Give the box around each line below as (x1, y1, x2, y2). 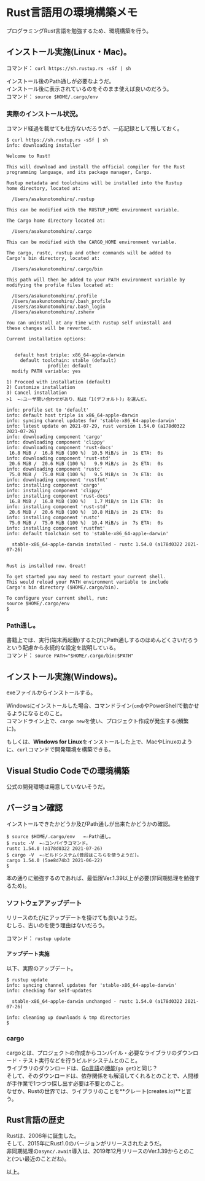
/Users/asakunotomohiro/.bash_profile (12, 299, 112, 305)
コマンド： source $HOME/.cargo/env (6, 93, 98, 100)
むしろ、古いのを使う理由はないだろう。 (6, 922, 109, 929)
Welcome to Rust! (6, 153, 51, 160)
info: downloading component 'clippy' (6, 439, 106, 445)
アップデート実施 (6, 950, 50, 957)
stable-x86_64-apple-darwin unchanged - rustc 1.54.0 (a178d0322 (12, 999, 183, 1005)
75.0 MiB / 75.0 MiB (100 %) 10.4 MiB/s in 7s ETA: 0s (9, 520, 164, 526)
